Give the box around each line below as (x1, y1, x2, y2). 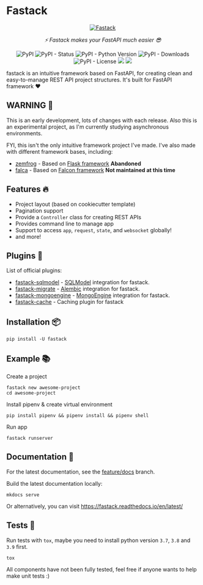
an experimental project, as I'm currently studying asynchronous (6, 123, 169, 130)
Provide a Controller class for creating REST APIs (15, 213, 142, 221)
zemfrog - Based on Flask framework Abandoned (15, 160, 142, 167)
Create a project (6, 373, 47, 380)
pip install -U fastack (6, 336, 67, 342)
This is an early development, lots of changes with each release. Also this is (6, 116, 197, 124)
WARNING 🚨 (6, 100, 54, 111)
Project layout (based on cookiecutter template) (15, 200, 136, 208)
